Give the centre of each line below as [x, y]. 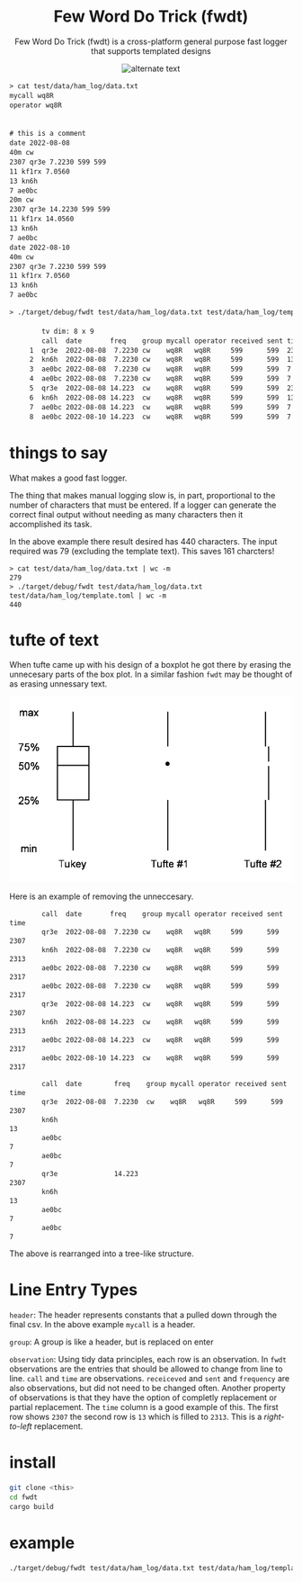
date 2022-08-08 [40, 143]
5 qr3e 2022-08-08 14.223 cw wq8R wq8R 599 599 [154, 389]
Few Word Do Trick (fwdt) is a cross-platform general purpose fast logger [151, 41]
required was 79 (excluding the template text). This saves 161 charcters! [142, 551]
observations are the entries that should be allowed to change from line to [146, 1369]
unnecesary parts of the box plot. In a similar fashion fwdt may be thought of [151, 674]
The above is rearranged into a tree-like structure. [102, 1254]
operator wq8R [36, 105]
